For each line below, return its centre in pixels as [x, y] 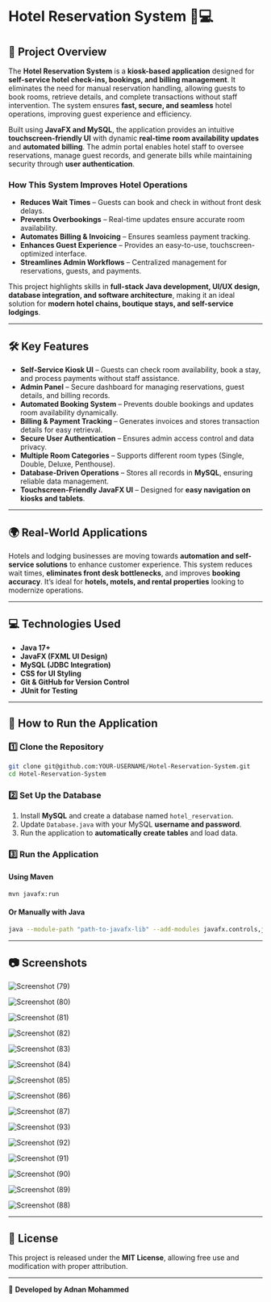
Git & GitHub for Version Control [75, 682]
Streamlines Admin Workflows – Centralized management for [123, 262]
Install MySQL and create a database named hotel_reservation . [127, 816]
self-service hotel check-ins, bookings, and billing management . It [122, 80]
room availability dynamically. [69, 412]
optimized [37, 254]
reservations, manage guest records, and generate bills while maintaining [130, 155]
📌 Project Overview [58, 51]
